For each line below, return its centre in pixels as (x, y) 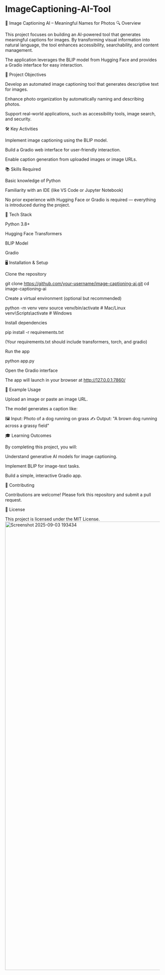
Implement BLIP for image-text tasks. (42, 466)
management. (19, 50)
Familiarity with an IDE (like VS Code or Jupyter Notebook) (64, 190)
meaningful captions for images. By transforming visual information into (78, 39)
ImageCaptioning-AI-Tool (58, 9)
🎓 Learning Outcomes (28, 435)
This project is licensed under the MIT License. (53, 519)
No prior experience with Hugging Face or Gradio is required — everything (81, 199)
